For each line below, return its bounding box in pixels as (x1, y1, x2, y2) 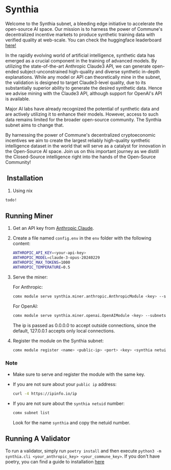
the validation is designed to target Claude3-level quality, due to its (5, 79, 146, 86)
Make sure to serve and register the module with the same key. (12, 371, 145, 377)
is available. (5, 96, 30, 102)
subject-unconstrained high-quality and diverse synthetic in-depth (19, 68, 160, 75)
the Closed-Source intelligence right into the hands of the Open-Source (5, 154, 156, 160)
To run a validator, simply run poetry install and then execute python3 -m (5, 448, 162, 454)
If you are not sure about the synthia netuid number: (12, 400, 125, 407)
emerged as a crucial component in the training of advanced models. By (5, 57, 157, 63)
